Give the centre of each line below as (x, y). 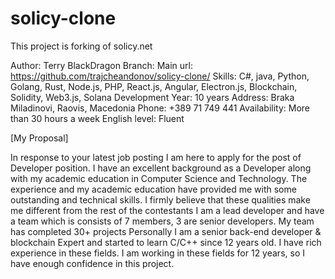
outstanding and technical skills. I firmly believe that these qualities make (160, 199)
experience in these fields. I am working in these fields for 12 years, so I (157, 253)
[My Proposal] (39, 138)
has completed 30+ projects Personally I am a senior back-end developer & (166, 231)
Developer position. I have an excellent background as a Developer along (161, 168)
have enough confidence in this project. (92, 263)
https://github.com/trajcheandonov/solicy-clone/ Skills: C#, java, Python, (160, 76)
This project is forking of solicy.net (81, 46)
